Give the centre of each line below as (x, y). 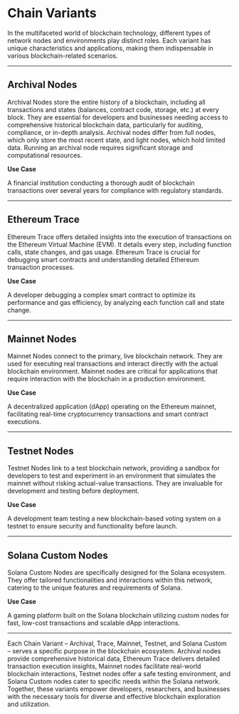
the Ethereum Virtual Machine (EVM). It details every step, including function (119, 244)
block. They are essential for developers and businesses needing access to (118, 117)
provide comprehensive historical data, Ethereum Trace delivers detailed (114, 659)
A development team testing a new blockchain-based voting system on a (114, 518)
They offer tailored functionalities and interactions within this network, (110, 580)
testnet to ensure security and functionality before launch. (92, 526)
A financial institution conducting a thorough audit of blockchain (101, 183)
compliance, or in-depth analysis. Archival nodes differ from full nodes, (112, 132)
